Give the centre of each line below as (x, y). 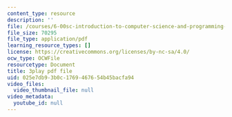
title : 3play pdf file (40, 71)
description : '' (30, 20)
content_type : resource (41, 13)
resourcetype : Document (41, 65)
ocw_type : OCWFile (33, 58)
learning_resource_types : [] (49, 45)
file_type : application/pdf (48, 39)
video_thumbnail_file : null (54, 90)
